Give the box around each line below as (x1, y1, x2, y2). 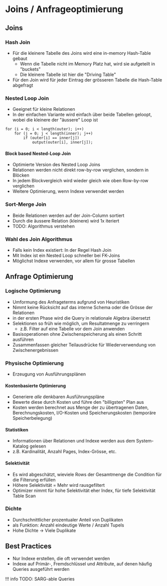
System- (136, 438, 154, 444)
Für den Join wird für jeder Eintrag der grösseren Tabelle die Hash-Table (12, 77, 162, 83)
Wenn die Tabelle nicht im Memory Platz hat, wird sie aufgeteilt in (20, 60, 155, 66)
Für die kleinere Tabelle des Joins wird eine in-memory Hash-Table (12, 50, 151, 56)
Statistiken (5, 426, 29, 432)
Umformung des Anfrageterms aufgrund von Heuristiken (12, 299, 130, 305)
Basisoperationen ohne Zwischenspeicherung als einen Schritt (12, 331, 142, 337)
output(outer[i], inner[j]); (32, 140, 93, 145)
